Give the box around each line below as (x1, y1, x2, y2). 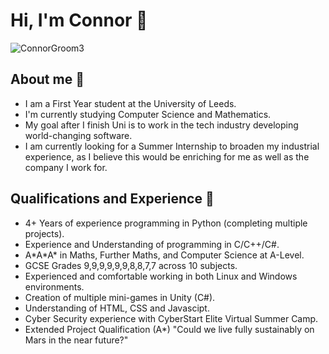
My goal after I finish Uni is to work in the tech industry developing (24, 119, 299, 131)
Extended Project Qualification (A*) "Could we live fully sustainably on (24, 323, 315, 335)
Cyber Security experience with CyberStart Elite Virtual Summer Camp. (24, 312, 319, 324)
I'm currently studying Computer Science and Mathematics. (24, 108, 272, 120)
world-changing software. (24, 129, 133, 141)
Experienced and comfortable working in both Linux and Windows (24, 270, 298, 282)
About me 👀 (10, 71, 85, 88)
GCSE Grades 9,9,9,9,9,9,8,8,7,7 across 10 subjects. (24, 259, 238, 271)
